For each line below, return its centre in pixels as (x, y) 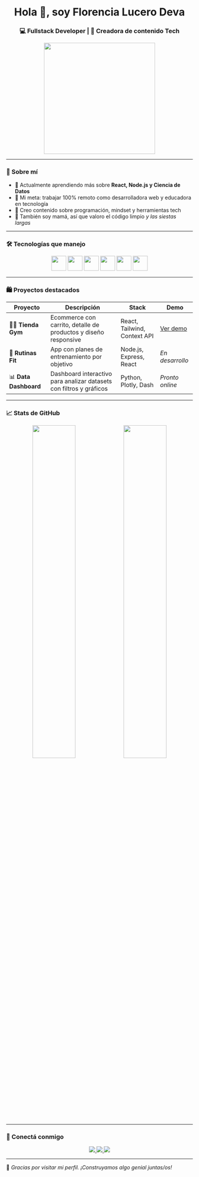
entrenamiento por (76, 357)
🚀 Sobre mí (22, 172)
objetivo (61, 364)
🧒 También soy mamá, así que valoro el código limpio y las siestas (95, 216)
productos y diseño (77, 333)
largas (23, 222)
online (168, 385)
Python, (131, 378)
